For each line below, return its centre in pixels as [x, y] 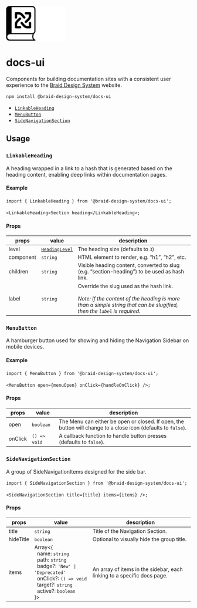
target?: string [55, 585]
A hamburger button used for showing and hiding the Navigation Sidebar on [98, 340]
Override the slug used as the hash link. [125, 286]
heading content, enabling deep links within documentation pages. [86, 174]
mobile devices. [25, 347]
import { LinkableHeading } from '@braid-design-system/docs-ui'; [89, 201]
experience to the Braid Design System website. [64, 85]
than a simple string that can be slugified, [128, 305]
